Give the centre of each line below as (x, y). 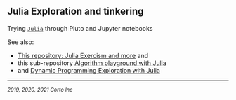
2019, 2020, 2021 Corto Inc (40, 90)
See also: (21, 42)
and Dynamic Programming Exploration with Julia (88, 70)
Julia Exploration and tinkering (76, 12)
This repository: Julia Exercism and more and (83, 55)
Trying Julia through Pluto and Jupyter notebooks (80, 28)
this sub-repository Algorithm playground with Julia (92, 63)
